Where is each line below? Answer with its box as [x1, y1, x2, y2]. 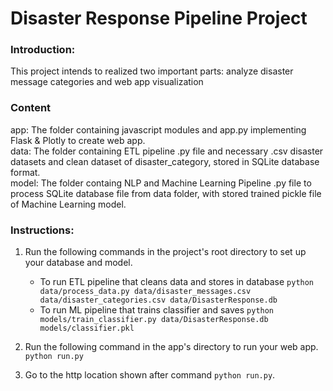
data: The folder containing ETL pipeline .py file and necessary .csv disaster [10, 145, 324, 157]
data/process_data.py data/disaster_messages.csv [39, 287, 252, 297]
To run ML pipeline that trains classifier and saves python [39, 304, 275, 316]
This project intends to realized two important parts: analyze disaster [10, 65, 294, 77]
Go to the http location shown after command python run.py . [24, 369, 276, 381]
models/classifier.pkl [39, 323, 135, 334]
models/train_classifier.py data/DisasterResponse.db [39, 315, 269, 325]
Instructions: [10, 223, 75, 237]
